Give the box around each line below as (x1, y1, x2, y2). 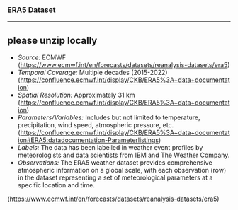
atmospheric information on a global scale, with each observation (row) (17, 166, 227, 175)
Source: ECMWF (17, 53, 66, 62)
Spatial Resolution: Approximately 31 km (17, 91, 136, 100)
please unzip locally (7, 34, 98, 47)
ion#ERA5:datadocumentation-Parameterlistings (17, 136, 159, 144)
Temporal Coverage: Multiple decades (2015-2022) (17, 69, 168, 77)
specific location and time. (17, 181, 96, 189)
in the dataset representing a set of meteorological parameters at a (17, 173, 213, 182)
